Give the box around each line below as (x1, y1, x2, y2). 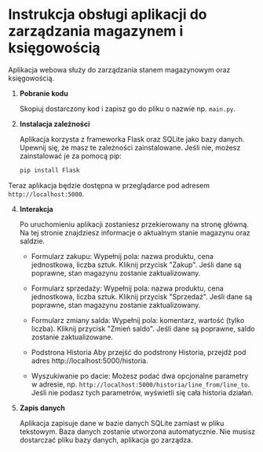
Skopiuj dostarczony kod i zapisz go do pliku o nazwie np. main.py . (19, 104, 236, 113)
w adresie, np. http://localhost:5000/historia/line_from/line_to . (31, 380, 250, 389)
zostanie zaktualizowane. (31, 332, 114, 342)
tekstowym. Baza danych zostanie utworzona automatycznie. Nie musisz (19, 427, 256, 436)
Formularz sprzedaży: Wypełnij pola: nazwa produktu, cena (31, 283, 224, 293)
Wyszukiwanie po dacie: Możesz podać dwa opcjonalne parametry (31, 371, 249, 380)
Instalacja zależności (19, 119, 90, 128)
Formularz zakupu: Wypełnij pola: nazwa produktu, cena (31, 251, 214, 261)
